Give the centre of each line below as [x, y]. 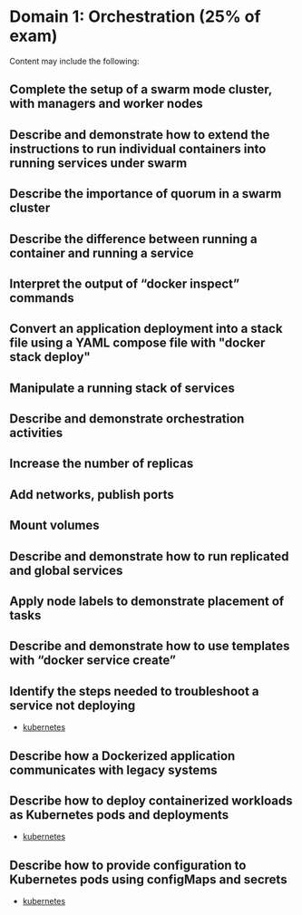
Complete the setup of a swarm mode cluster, [141, 89]
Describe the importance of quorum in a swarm [146, 194]
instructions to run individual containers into [138, 148]
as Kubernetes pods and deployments [119, 815]
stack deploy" [50, 357]
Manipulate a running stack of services [122, 388]
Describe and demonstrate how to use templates [150, 646]
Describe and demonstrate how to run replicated [149, 556]
